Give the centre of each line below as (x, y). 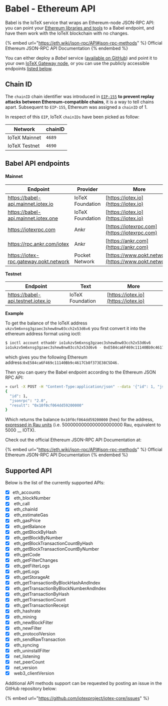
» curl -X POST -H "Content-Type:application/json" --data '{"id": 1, (80, 387)
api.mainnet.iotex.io (30, 204)
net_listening (27, 656)
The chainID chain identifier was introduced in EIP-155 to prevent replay (80, 96)
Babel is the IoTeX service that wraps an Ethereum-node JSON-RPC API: (80, 23)
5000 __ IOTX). (20, 430)
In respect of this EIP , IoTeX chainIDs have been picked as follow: (72, 117)
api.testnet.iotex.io (29, 301)
